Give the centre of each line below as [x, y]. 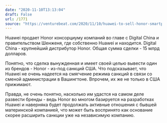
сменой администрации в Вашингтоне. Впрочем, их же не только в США [83, 79]
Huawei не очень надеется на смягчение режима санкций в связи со [79, 74]
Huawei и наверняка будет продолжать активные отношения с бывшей [81, 105]
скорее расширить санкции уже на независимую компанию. [70, 116]
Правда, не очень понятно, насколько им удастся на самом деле [75, 94]
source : [13, 24]
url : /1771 [16, 19]
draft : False [19, 14]
